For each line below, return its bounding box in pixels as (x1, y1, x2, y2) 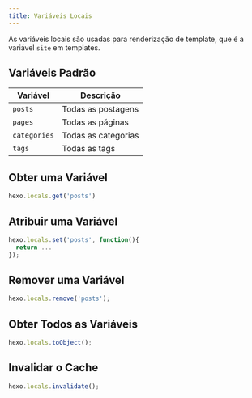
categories (12, 131, 54, 140)
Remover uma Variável (8, 273, 125, 287)
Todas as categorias (62, 130, 139, 142)
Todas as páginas (62, 116, 130, 128)
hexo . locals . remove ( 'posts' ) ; (8, 294, 111, 303)
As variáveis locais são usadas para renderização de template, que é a (8, 34, 245, 44)
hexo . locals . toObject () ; (8, 339, 92, 347)
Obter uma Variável (8, 171, 108, 184)
